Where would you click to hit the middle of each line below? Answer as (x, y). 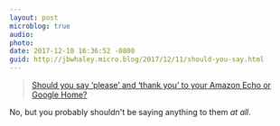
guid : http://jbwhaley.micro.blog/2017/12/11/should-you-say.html (137, 59)
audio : (22, 34)
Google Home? (59, 94)
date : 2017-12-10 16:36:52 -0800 (72, 51)
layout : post (34, 18)
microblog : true (40, 26)
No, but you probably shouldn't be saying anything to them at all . (130, 112)
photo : (22, 43)
